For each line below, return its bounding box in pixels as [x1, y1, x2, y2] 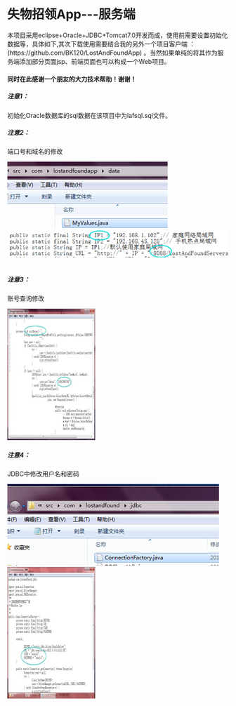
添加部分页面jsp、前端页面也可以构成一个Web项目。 [19, 57, 171, 65]
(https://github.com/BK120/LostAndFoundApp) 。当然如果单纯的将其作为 [7, 48, 218, 57]
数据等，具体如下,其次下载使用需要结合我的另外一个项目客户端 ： [7, 39, 195, 48]
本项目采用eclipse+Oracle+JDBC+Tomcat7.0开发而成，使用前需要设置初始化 [7, 31, 228, 39]
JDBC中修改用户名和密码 [7, 469, 79, 478]
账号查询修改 [7, 294, 44, 302]
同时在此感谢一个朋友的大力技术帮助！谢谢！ [7, 74, 137, 83]
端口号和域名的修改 [7, 147, 63, 156]
